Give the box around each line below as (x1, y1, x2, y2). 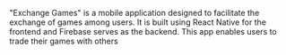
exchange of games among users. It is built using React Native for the (9, 17, 267, 27)
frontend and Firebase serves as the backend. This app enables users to (9, 27, 278, 36)
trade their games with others (9, 35, 118, 46)
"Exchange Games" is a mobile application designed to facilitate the (9, 8, 260, 18)
